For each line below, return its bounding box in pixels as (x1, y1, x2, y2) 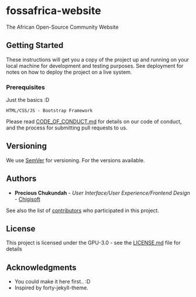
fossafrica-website (6, 4, 101, 18)
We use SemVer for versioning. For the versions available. (6, 156, 145, 163)
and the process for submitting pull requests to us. (6, 124, 128, 131)
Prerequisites (6, 83, 45, 91)
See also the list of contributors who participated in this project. (6, 207, 160, 214)
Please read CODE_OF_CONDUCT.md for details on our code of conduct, (6, 118, 182, 125)
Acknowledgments (6, 262, 77, 272)
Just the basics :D (6, 97, 50, 104)
